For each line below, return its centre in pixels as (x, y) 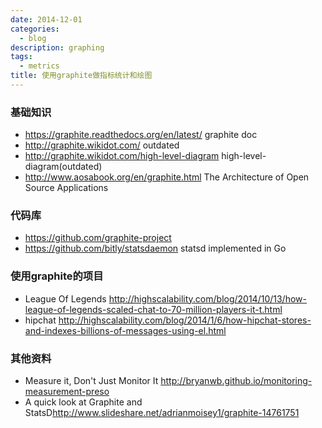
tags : (21, 57)
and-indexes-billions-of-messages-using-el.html (125, 330)
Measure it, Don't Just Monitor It (91, 381)
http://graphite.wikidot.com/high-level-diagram (122, 156)
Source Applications (66, 188)
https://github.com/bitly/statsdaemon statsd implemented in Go (155, 248)
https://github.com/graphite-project (98, 238)
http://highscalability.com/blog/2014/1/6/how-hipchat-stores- (185, 320)
